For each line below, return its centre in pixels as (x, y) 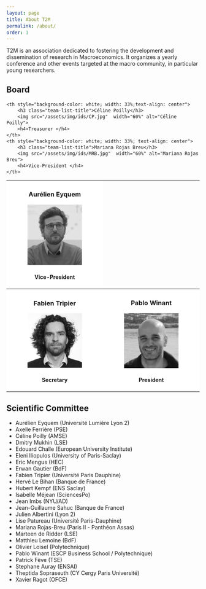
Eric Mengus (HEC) (40, 462)
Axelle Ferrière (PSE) (41, 429)
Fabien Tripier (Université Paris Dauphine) (68, 475)
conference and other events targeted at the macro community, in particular (102, 64)
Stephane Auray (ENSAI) (46, 567)
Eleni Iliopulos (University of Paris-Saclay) (68, 456)
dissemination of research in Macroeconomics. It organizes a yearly (92, 57)
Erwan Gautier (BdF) (41, 469)
